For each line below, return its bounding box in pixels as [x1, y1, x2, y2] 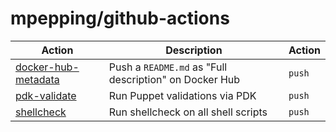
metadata [15, 72, 60, 86]
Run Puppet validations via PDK [108, 88, 257, 102]
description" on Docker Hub [108, 72, 241, 86]
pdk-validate [15, 88, 77, 102]
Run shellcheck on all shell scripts [108, 105, 268, 119]
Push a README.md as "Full [108, 60, 228, 74]
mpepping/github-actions [10, 7, 230, 30]
